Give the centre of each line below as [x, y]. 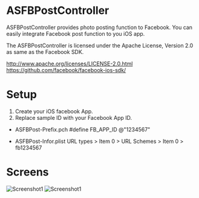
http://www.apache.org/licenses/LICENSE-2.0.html [70, 64]
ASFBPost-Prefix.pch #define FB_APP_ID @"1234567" [83, 129]
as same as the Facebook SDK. [45, 51]
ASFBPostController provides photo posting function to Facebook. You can [99, 27]
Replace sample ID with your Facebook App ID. [73, 117]
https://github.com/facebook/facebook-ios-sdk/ [66, 70]
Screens [28, 172]
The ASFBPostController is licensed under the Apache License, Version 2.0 [100, 45]
